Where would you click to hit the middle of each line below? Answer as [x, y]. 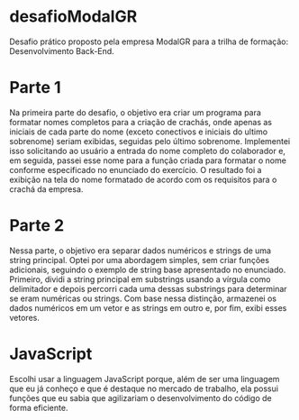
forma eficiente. [39, 407]
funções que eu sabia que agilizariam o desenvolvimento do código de [140, 397]
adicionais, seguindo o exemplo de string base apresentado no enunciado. [148, 269]
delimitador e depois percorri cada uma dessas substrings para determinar [148, 288]
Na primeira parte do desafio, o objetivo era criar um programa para [135, 112]
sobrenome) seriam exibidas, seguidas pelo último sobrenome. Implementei [150, 141]
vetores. [25, 317]
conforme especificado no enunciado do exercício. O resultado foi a [136, 169]
